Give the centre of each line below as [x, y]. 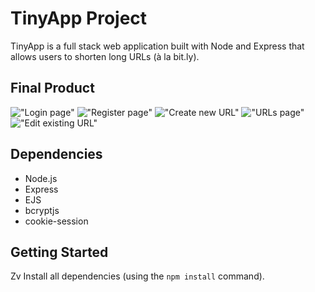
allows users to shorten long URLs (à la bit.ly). [105, 56]
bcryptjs [42, 210]
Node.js [41, 178]
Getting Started [59, 252]
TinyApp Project [79, 18]
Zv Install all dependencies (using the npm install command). [137, 276]
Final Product [52, 88]
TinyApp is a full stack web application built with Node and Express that [157, 46]
